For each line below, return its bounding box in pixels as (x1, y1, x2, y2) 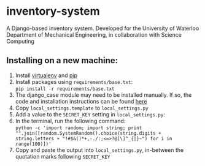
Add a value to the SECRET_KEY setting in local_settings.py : (15, 110, 166, 118)
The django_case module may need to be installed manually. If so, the (15, 91, 192, 99)
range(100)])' (15, 141, 52, 147)
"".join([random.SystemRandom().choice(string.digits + (15, 130, 161, 136)
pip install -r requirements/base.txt (15, 86, 115, 92)
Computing (6, 37, 35, 45)
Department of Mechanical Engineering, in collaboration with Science (6, 31, 182, 38)
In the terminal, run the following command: (15, 117, 126, 124)
